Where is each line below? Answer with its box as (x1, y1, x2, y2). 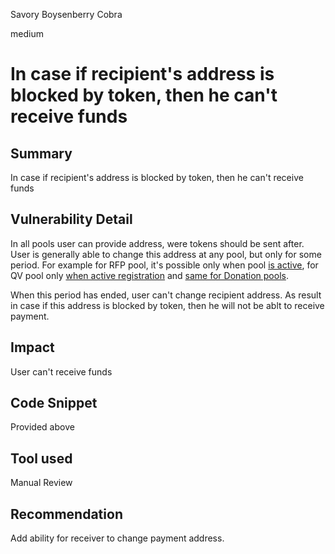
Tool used (10, 450, 73, 467)
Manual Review (10, 477, 73, 489)
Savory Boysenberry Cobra (10, 9, 123, 20)
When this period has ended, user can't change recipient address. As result (10, 289, 322, 301)
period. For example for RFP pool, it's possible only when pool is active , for (10, 259, 319, 271)
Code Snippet (10, 395, 98, 412)
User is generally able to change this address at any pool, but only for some (10, 248, 322, 260)
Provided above (10, 421, 75, 433)
